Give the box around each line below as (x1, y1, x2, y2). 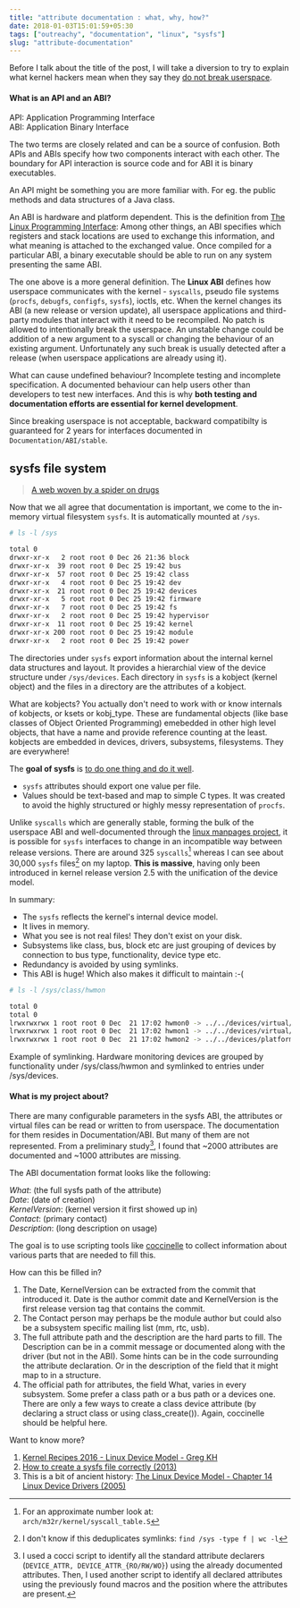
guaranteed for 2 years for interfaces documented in (9, 426, 203, 436)
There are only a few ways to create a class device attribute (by (21, 1399, 257, 1409)
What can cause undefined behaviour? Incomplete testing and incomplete (9, 370, 281, 381)
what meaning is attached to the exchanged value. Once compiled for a (9, 241, 272, 251)
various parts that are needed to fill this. (9, 1249, 156, 1261)
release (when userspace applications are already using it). (9, 352, 228, 363)
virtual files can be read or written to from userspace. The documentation (9, 1120, 279, 1131)
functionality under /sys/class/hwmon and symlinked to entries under (9, 1061, 265, 1071)
